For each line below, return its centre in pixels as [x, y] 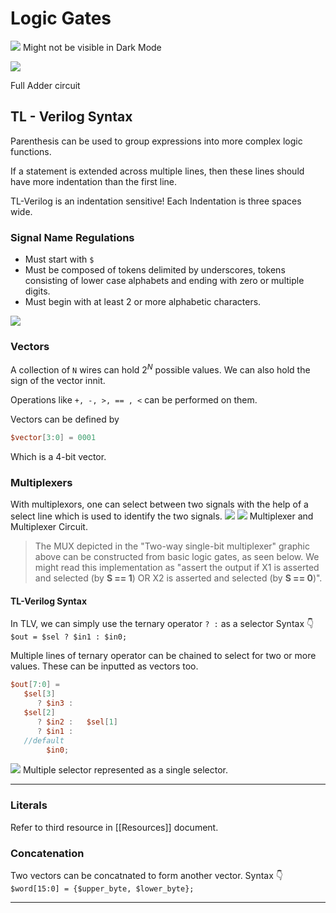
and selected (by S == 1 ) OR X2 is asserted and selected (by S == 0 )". [178, 578]
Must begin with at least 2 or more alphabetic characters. [143, 302]
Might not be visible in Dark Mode [92, 47]
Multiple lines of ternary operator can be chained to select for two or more [163, 656]
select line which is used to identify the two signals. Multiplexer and [162, 516]
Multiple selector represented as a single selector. [125, 770]
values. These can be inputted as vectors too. [104, 666]
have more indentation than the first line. [94, 181]
